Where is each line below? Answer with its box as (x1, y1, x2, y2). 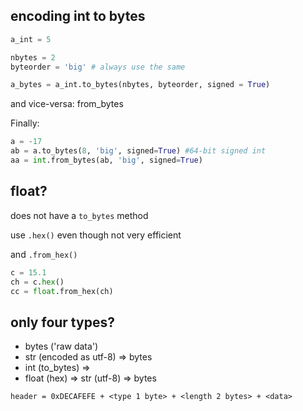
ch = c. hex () (10, 277, 65, 287)
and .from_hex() (10, 248, 78, 260)
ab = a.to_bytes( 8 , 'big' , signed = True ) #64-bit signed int (10, 146, 267, 156)
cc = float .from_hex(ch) (10, 286, 114, 296)
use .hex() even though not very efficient (10, 229, 182, 241)
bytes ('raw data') (24, 340, 99, 353)
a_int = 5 (10, 34, 52, 44)
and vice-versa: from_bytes (10, 98, 124, 110)
